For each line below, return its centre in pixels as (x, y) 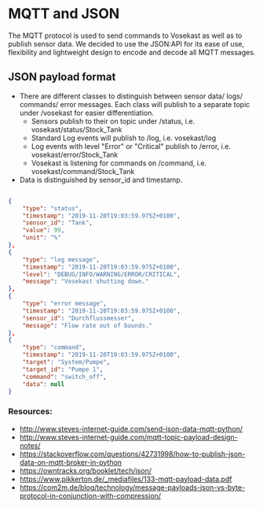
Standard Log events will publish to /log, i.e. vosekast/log (124, 138)
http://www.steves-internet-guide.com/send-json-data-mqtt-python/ (131, 428)
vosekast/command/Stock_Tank (83, 171)
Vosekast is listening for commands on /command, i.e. (119, 163)
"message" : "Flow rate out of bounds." (88, 325)
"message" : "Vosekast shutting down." (86, 282)
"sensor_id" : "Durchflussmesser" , (79, 318)
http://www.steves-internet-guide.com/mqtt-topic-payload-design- (128, 437)
